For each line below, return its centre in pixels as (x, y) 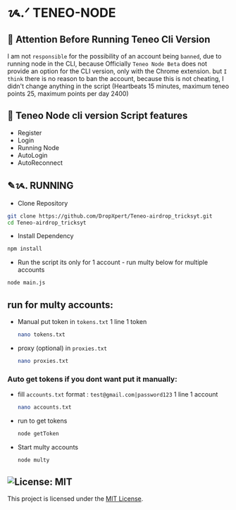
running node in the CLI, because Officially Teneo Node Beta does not (107, 64)
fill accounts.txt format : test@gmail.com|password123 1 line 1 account (118, 394)
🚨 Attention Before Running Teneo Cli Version (109, 39)
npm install (25, 249)
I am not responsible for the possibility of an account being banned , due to (114, 56)
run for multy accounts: (61, 305)
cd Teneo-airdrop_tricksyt (47, 223)
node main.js (26, 283)
